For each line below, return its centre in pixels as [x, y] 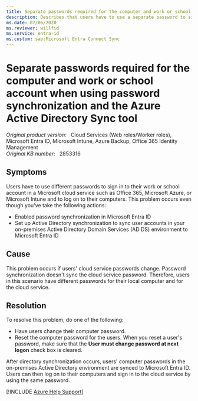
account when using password [83, 94]
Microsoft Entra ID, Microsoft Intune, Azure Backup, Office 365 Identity [92, 141]
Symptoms [27, 172]
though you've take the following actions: [56, 205]
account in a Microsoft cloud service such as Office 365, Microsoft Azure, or [99, 193]
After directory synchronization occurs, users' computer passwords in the [96, 361]
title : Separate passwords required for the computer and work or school [99, 12]
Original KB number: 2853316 [43, 154]
